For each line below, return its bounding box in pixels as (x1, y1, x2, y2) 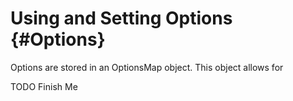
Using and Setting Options (10, 7, 233, 30)
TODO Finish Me (10, 80, 78, 92)
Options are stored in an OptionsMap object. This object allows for (10, 61, 284, 73)
